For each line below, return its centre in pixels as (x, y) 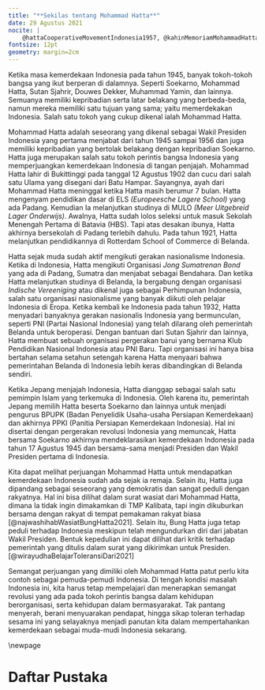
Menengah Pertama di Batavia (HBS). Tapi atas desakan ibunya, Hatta (121, 224)
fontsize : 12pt (33, 45)
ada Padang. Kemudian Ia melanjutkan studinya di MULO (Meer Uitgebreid (129, 207)
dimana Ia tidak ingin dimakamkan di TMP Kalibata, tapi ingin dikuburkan (126, 505)
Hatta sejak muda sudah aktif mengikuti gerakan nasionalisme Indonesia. (127, 256)
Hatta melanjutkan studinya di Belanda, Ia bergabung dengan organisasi (125, 282)
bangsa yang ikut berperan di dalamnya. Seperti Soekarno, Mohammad (124, 83)
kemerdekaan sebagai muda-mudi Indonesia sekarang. (98, 630)
